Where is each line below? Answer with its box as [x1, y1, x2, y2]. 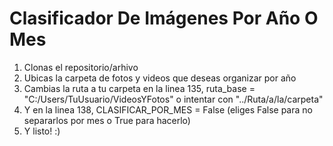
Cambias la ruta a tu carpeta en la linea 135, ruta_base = [23, 82, 256, 94]
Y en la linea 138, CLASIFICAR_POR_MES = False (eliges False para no [23, 103, 313, 116]
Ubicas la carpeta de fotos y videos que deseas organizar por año [23, 72, 297, 84]
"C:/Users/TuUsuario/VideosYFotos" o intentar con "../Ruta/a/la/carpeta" [23, 93, 324, 105]
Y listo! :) [23, 125, 61, 137]
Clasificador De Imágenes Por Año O [9, 7, 319, 30]
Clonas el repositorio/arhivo [23, 61, 139, 73]
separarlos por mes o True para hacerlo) [23, 114, 191, 126]
